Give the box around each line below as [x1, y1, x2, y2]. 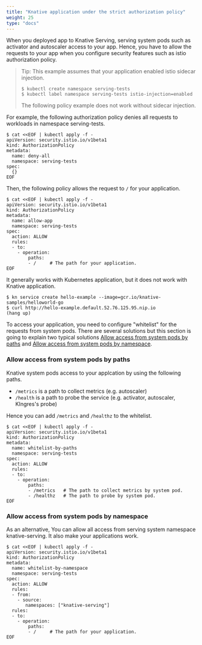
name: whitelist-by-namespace [12, 565, 88, 571]
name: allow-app [12, 218, 53, 224]
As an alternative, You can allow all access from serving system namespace [6, 526, 196, 533]
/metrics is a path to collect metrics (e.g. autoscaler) [15, 387, 147, 395]
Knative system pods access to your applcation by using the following [6, 369, 181, 376]
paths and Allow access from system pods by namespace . [6, 340, 153, 347]
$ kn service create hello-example [6, 295, 96, 301]
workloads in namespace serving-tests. [6, 120, 106, 127]
